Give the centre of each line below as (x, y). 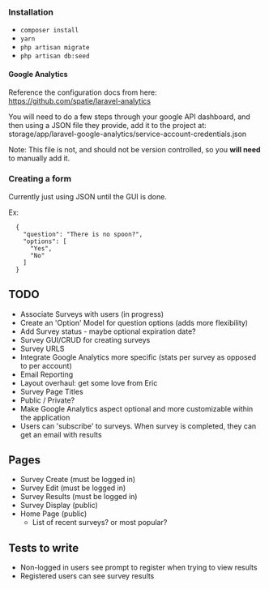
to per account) (46, 365)
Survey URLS (42, 348)
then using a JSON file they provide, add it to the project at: (107, 125)
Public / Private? (47, 400)
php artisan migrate (55, 48)
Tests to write (44, 548)
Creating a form (40, 179)
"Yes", (41, 248)
